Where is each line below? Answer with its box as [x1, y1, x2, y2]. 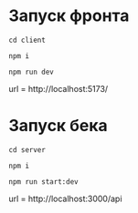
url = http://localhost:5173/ [8, 83, 109, 94]
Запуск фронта [8, 5, 130, 26]
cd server [8, 145, 47, 155]
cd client [8, 35, 47, 45]
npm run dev [8, 67, 54, 76]
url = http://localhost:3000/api [8, 193, 122, 204]
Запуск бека [8, 116, 109, 137]
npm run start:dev [8, 177, 79, 187]
